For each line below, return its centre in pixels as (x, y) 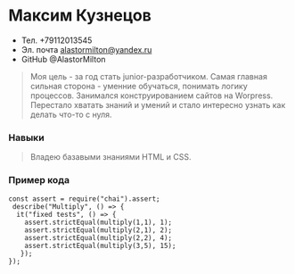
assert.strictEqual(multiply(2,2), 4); (98, 237)
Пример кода (39, 180)
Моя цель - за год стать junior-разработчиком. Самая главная (149, 76)
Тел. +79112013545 (57, 40)
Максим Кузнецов (80, 16)
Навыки (27, 137)
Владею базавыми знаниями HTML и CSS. (111, 157)
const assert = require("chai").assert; (85, 199)
